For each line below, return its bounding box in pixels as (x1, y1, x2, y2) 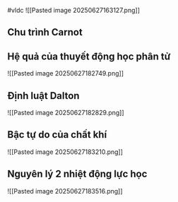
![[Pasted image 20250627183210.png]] (7, 148, 124, 156)
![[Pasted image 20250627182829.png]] (7, 109, 125, 117)
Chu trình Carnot (7, 26, 83, 38)
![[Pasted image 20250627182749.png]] (7, 69, 124, 78)
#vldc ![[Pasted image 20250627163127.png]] (7, 6, 140, 14)
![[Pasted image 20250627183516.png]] (7, 186, 123, 195)
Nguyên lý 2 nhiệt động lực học (7, 168, 148, 180)
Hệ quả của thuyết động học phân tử (7, 50, 171, 62)
